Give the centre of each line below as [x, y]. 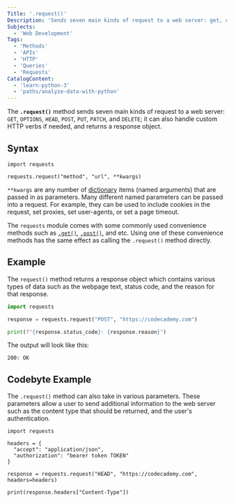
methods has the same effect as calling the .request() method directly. [110, 240]
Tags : [15, 40]
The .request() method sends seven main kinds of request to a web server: [116, 112]
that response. [28, 293]
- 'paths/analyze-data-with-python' [67, 92]
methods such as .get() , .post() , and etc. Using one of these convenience [116, 233]
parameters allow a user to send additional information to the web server [111, 404]
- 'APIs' [26, 53]
